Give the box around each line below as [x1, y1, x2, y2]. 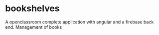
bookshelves [5, 3, 60, 14]
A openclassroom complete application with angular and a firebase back [5, 19, 154, 25]
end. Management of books [5, 24, 62, 30]
